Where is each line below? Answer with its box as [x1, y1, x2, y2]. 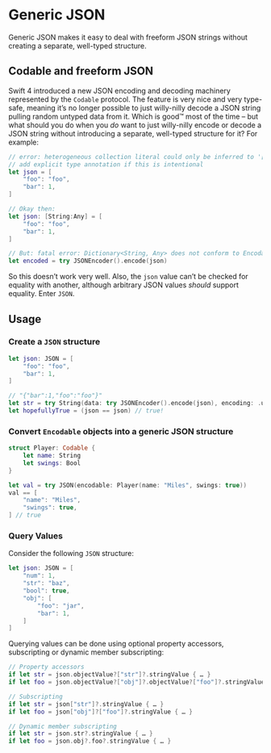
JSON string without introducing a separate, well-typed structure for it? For [8, 128, 258, 138]
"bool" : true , [23, 587, 70, 595]
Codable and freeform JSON [8, 65, 153, 78]
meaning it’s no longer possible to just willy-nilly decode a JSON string [27, 102, 261, 112]
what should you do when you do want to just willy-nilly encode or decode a [8, 119, 262, 130]
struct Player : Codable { [8, 444, 95, 453]
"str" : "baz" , [23, 579, 70, 588]
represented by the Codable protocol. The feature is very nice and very [8, 94, 243, 104]
